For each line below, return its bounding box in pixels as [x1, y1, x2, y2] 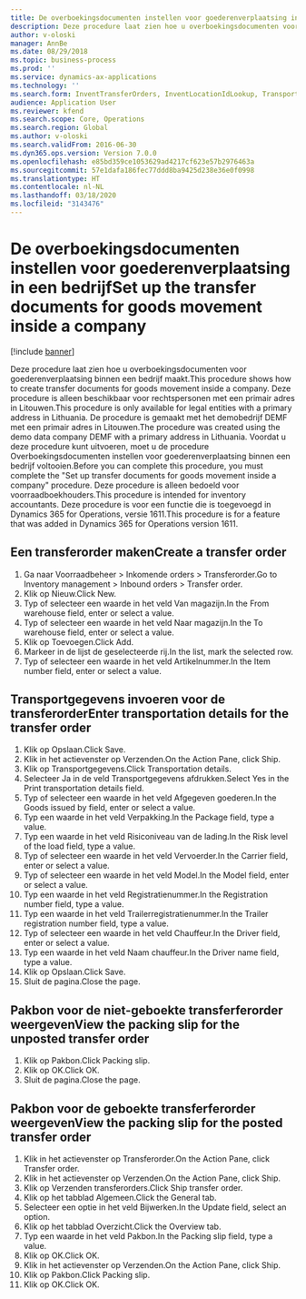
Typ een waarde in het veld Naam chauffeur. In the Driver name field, [23, 947, 280, 958]
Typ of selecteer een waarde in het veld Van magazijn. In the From [23, 598, 270, 609]
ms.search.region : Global [10, 124, 108, 133]
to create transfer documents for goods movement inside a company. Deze [10, 383, 291, 394]
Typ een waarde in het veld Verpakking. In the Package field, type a [23, 811, 275, 823]
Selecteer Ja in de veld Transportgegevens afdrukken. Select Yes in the [23, 773, 290, 784]
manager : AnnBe [10, 38, 68, 48]
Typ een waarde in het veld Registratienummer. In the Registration [23, 889, 269, 901]
